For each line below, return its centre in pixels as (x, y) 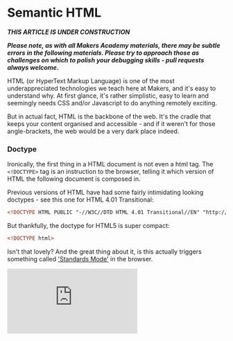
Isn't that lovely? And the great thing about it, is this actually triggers (105, 252)
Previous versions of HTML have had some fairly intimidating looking (105, 193)
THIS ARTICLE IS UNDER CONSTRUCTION (69, 32)
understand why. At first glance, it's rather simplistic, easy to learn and (108, 96)
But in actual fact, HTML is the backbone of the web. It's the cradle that (109, 116)
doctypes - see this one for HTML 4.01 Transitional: (80, 200)
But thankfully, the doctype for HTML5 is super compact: (88, 226)
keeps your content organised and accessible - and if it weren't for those (111, 123)
